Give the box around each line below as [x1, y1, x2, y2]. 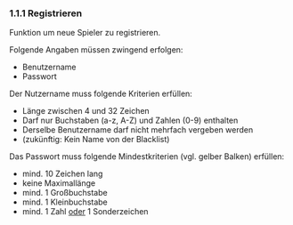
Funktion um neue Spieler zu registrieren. [9, 28, 161, 38]
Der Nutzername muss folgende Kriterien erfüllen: [9, 88, 193, 100]
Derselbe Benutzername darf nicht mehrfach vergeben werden [21, 125, 254, 135]
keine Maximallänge [21, 178, 96, 189]
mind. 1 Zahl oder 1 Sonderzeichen [21, 206, 149, 217]
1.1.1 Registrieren [9, 7, 83, 20]
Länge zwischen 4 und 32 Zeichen [21, 106, 150, 117]
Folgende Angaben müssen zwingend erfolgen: [9, 44, 183, 55]
